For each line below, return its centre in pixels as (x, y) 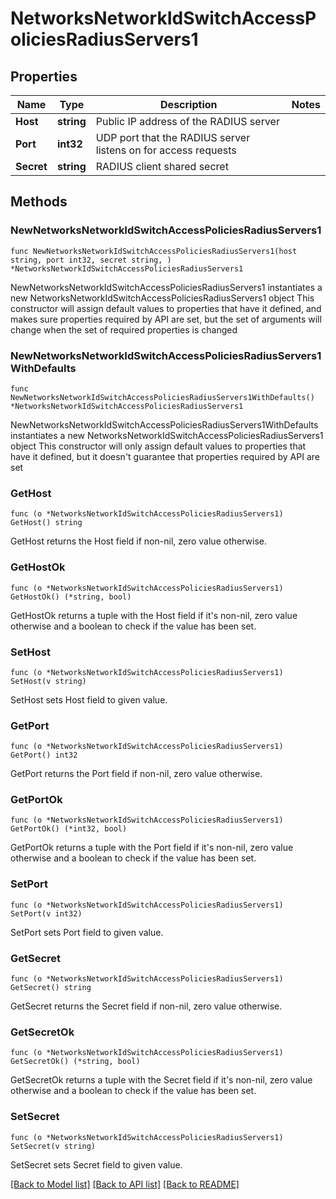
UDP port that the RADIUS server (173, 137)
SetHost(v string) (48, 681)
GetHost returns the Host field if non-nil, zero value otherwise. (138, 541)
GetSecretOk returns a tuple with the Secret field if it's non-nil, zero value (161, 1080)
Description (189, 104)
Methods (39, 202)
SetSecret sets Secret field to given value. (96, 1164)
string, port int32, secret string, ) (91, 260)
